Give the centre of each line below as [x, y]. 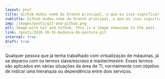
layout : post [18, 10]
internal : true [21, 37]
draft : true [17, 42]
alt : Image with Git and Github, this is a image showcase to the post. [81, 28]
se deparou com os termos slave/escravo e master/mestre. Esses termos [79, 61]
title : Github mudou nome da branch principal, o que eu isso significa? [82, 14]
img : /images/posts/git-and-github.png [46, 23]
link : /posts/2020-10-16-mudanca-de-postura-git [56, 32]
